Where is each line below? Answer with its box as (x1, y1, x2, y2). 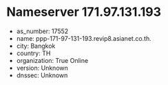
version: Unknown (16, 64, 68, 72)
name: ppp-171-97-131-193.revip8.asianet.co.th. (16, 34, 152, 42)
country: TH (16, 49, 51, 57)
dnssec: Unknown (16, 70, 68, 79)
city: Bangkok (16, 41, 56, 50)
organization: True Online (16, 56, 89, 64)
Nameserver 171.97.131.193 (6, 4, 162, 20)
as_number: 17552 (16, 27, 69, 35)
